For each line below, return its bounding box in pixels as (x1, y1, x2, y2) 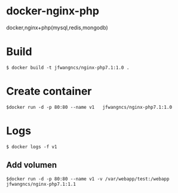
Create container (6, 85, 92, 98)
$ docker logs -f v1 (6, 143, 58, 150)
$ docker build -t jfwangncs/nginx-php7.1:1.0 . (6, 65, 130, 71)
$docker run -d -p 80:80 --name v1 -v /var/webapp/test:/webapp (6, 176, 170, 182)
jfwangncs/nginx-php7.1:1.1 (6, 181, 76, 187)
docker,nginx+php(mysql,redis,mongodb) (6, 24, 109, 31)
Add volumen (6, 160, 57, 170)
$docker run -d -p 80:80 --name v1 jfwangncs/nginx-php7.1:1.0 (6, 104, 172, 110)
